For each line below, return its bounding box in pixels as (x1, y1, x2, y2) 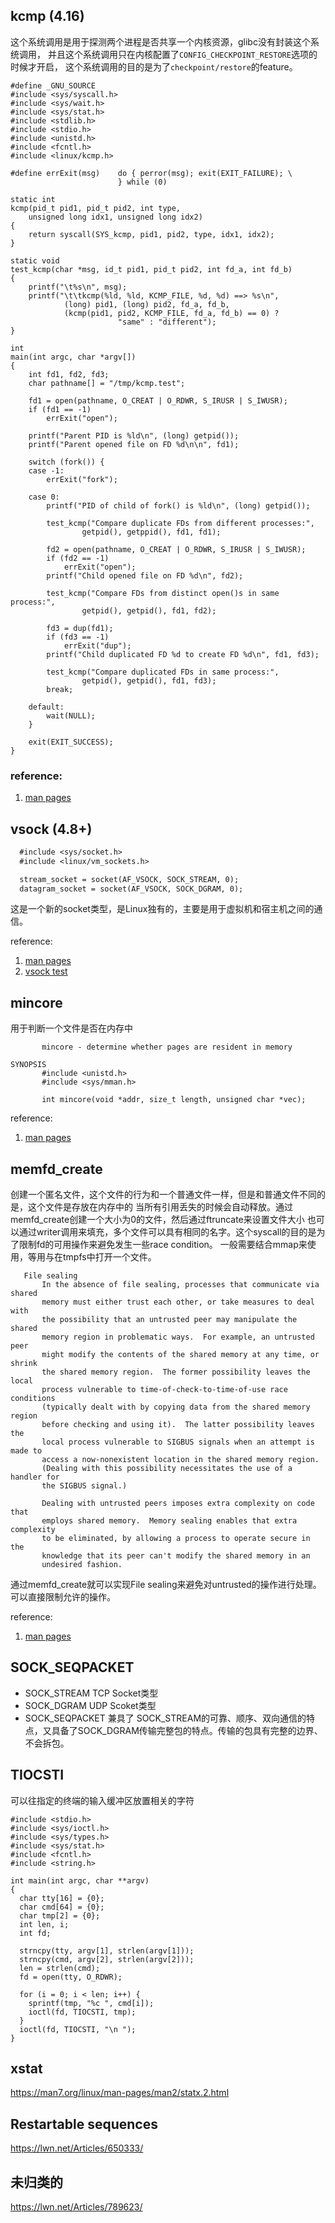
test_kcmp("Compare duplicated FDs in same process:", (46, 667, 280, 677)
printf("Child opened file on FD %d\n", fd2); (46, 570, 244, 581)
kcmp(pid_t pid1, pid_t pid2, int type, (10, 203, 182, 213)
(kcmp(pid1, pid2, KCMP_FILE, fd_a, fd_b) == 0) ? (63, 308, 280, 318)
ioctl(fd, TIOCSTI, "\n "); (19, 2024, 137, 2034)
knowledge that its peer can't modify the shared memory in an (41, 1551, 311, 1561)
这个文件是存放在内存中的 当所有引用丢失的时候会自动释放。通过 (27, 1201, 293, 1213)
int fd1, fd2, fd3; (28, 369, 110, 379)
